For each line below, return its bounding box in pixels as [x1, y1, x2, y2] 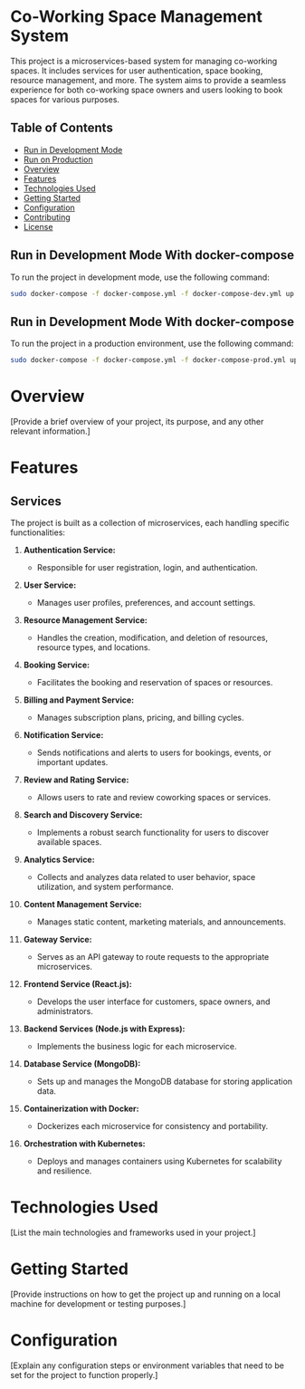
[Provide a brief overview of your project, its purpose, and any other [10, 417, 264, 427]
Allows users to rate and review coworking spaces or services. [36, 792, 271, 803]
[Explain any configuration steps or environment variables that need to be [10, 1360, 284, 1371]
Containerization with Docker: [23, 1103, 139, 1115]
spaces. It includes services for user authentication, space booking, [10, 65, 263, 76]
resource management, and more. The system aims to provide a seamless [10, 74, 287, 85]
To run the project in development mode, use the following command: [10, 272, 270, 283]
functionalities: [10, 527, 66, 538]
